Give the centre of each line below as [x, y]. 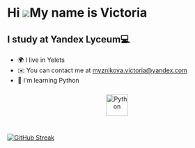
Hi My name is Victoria [77, 13]
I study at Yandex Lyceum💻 [69, 39]
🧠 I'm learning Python [48, 80]
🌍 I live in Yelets [41, 60]
